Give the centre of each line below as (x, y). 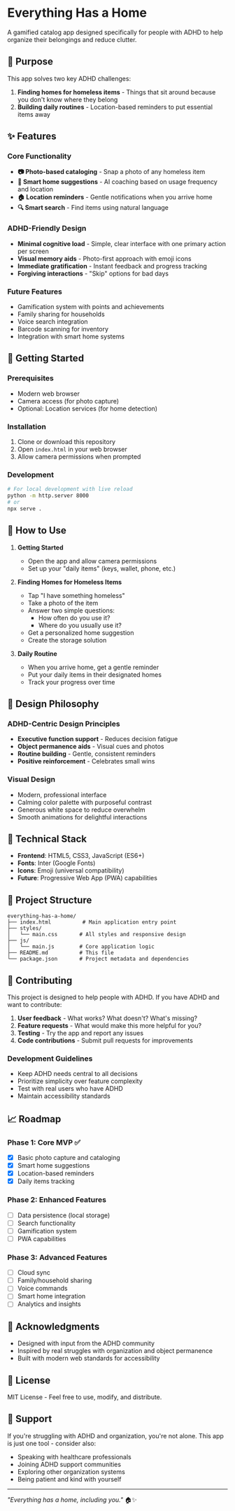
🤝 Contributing (40, 980)
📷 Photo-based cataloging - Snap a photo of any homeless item (111, 172)
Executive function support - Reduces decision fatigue (98, 739)
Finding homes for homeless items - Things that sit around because (116, 92)
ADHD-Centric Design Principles (64, 724)
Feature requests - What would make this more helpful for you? (109, 1026)
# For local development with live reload (70, 489)
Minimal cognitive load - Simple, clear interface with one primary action (121, 243)
